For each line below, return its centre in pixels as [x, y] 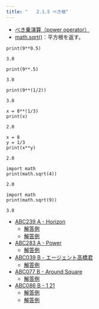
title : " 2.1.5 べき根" [37, 12]
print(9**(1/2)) [26, 90]
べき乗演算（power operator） [52, 29]
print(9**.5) [22, 69]
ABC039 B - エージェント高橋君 [54, 257]
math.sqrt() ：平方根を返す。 [49, 37]
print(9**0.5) [24, 48]
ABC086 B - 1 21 [35, 285]
